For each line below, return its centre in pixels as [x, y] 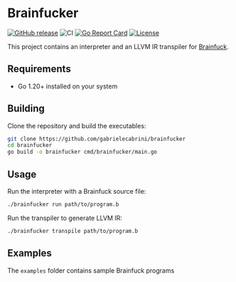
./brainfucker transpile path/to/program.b [73, 231]
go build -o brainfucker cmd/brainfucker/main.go [82, 152]
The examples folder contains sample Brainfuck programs [91, 270]
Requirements [39, 69]
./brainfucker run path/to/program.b [63, 204]
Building [26, 109]
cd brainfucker [30, 145]
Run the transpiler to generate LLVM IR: [65, 218]
